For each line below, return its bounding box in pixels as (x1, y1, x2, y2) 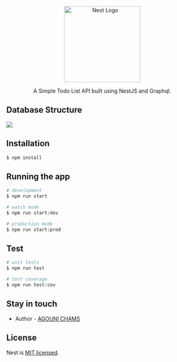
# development (6, 188, 43, 194)
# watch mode (6, 204, 40, 210)
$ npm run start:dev (6, 210, 59, 216)
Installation (6, 138, 50, 149)
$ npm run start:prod (6, 226, 61, 233)
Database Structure (6, 105, 82, 115)
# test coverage (6, 276, 47, 283)
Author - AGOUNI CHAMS (15, 314, 80, 322)
